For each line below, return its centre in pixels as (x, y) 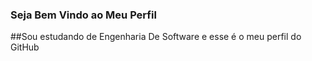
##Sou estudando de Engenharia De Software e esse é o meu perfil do (156, 37)
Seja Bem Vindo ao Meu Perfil (83, 15)
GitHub (25, 47)
